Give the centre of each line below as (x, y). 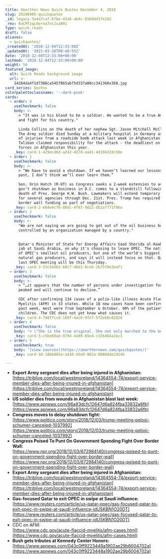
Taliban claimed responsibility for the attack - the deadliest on (89, 143)
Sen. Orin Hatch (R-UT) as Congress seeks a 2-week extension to (87, 184)
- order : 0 (21, 102)
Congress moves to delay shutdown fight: (56, 415)
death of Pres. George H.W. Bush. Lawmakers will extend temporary (89, 193)
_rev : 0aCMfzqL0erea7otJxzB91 (36, 23)
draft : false (19, 33)
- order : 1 (21, 157)
